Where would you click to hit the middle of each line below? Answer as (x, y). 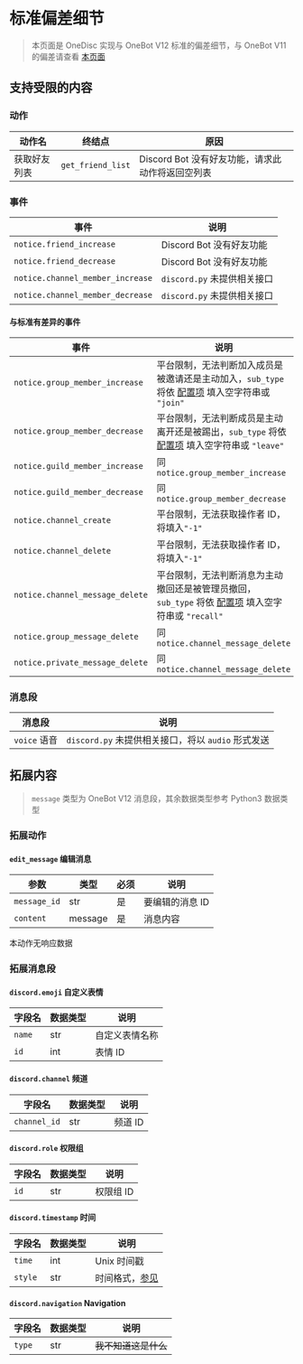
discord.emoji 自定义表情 (56, 992)
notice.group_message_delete (76, 637)
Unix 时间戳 (119, 1261)
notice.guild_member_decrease (79, 492)
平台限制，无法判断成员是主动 (220, 418)
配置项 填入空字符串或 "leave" (220, 445)
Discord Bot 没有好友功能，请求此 (211, 159)
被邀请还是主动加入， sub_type (220, 378)
